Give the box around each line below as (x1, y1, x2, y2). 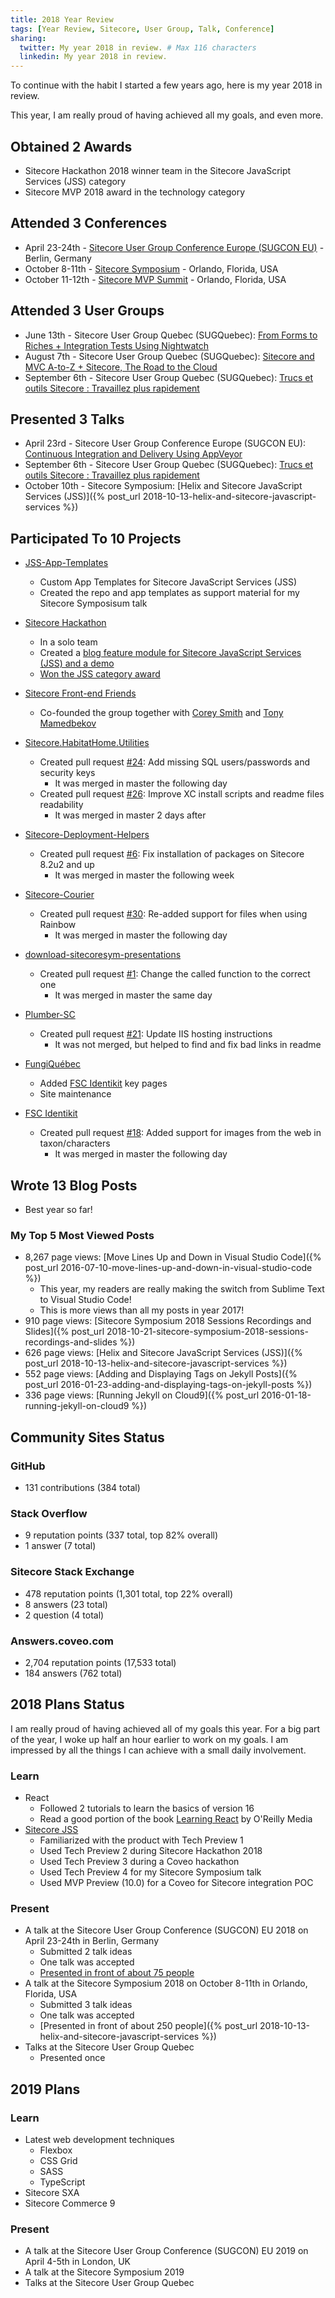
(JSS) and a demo (39, 657, 115, 670)
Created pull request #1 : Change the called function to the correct (39, 968, 311, 980)
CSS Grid (39, 2154, 78, 2166)
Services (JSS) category (24, 175, 127, 187)
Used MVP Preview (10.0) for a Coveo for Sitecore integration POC (39, 1876, 314, 1888)
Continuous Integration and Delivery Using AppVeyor (24, 448, 243, 460)
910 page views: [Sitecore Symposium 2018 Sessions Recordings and (24, 1315, 312, 1327)
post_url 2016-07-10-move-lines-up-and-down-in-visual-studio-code (24, 1262, 313, 1274)
